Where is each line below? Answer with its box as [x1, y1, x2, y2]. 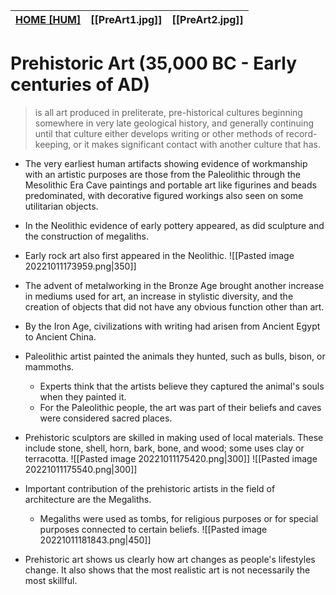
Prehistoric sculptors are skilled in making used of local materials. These [24, 431, 324, 443]
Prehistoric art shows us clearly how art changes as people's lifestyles [24, 553, 316, 565]
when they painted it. [39, 390, 127, 403]
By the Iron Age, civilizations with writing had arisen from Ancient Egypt [24, 320, 321, 332]
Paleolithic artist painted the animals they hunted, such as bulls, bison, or [24, 350, 326, 362]
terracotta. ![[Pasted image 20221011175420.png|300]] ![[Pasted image [24, 452, 318, 464]
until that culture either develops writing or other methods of [34, 127, 284, 139]
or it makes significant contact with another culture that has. [73, 138, 321, 150]
